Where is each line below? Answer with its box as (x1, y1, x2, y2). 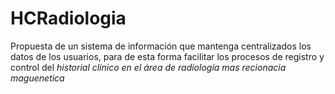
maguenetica (10, 72, 65, 84)
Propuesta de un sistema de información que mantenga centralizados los (10, 40, 312, 52)
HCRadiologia (10, 7, 127, 30)
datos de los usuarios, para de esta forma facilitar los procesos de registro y (10, 50, 325, 62)
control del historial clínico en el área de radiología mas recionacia (10, 61, 287, 73)
